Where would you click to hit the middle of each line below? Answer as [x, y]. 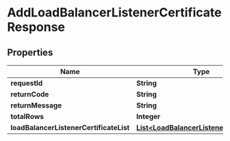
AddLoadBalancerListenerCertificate [114, 13]
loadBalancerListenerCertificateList [70, 128]
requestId [27, 83]
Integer [148, 116]
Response [36, 27]
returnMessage [36, 105]
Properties [30, 52]
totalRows [27, 116]
